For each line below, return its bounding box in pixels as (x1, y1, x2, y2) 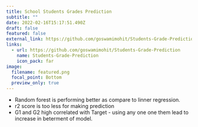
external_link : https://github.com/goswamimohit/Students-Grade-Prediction (6, 36, 196, 42)
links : (6, 42, 22, 48)
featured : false (6, 31, 46, 37)
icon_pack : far (16, 58, 54, 64)
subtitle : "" (6, 14, 38, 20)
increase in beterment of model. (14, 115, 93, 122)
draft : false (6, 25, 38, 31)
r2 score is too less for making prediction (14, 103, 115, 109)
